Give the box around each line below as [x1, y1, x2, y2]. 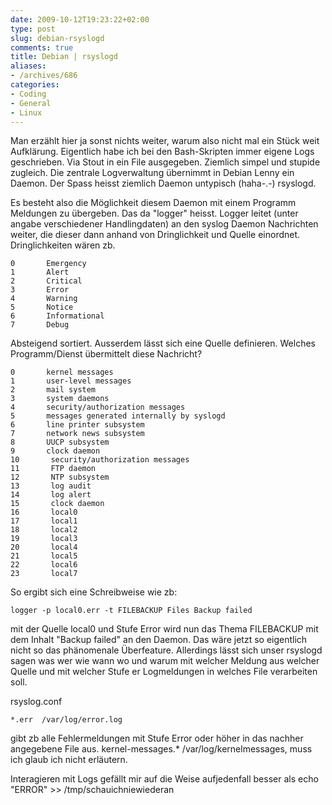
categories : [10, 80, 60, 90]
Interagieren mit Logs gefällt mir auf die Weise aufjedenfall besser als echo [10, 773, 319, 785]
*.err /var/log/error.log [10, 715, 123, 725]
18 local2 [10, 525, 78, 535]
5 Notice [10, 302, 74, 313]
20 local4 [10, 542, 78, 553]
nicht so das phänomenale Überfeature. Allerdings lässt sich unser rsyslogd [10, 644, 323, 656]
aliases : [10, 61, 47, 71]
